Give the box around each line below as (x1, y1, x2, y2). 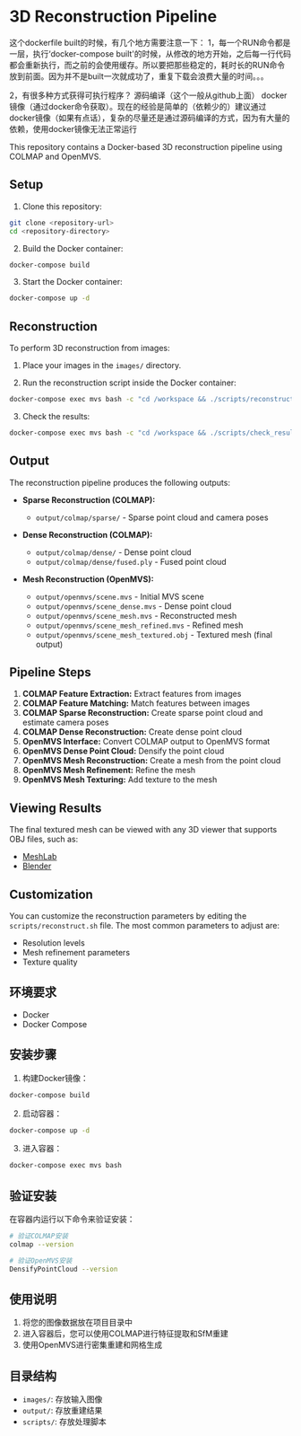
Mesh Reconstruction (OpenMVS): (21, 573, 154, 585)
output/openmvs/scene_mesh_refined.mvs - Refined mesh (35, 620, 244, 630)
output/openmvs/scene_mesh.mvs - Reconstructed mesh (35, 610, 237, 621)
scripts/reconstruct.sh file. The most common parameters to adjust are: (9, 921, 280, 931)
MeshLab (21, 851, 57, 862)
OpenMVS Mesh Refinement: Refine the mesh (21, 765, 196, 776)
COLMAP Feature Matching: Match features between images (21, 698, 251, 709)
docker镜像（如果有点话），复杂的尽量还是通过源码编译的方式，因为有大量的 (9, 112, 290, 123)
